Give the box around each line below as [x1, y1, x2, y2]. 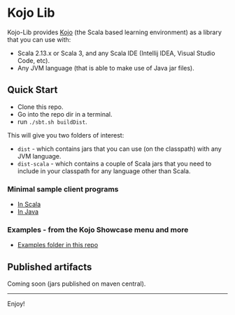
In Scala [17, 200, 41, 209]
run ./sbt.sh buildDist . [17, 117, 87, 126]
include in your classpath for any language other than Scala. [17, 166, 191, 175]
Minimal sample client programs [7, 184, 119, 193]
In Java [17, 207, 39, 216]
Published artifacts [7, 261, 92, 273]
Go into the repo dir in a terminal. [17, 110, 113, 118]
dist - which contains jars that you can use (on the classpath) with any [17, 145, 222, 153]
